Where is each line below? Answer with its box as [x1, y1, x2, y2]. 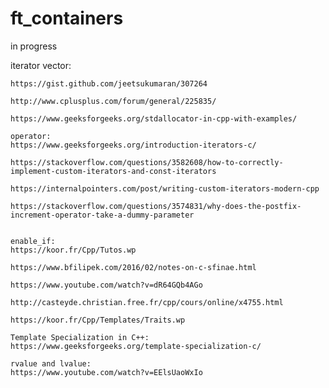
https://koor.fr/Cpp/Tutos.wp [10, 245, 137, 255]
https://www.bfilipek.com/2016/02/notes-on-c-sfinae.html [10, 262, 257, 272]
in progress [10, 40, 58, 52]
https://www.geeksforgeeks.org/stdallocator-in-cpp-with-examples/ [10, 113, 298, 124]
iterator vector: [10, 59, 72, 71]
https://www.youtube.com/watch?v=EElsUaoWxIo [10, 367, 203, 377]
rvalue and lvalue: [10, 358, 92, 369]
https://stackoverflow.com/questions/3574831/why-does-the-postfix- [10, 201, 302, 211]
